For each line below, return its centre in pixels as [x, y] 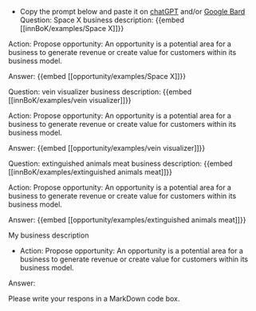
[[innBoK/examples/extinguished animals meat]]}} [91, 172]
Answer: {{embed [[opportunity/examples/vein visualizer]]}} [107, 148]
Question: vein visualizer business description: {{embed [100, 92]
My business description [49, 235]
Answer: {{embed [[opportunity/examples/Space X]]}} [97, 76]
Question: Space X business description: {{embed [102, 20]
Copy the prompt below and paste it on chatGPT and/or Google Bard [132, 12]
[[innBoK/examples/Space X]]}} [72, 28]
